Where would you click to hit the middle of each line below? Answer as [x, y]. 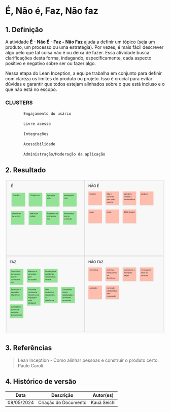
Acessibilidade [40, 144]
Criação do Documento [62, 403]
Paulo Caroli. [31, 365]
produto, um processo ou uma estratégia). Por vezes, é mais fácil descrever [84, 47]
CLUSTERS [19, 103]
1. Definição [24, 30]
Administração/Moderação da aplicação [64, 154]
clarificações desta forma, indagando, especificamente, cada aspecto [78, 58]
